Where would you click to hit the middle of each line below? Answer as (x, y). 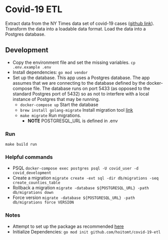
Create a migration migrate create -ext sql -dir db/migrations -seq (86, 178)
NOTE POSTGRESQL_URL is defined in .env (73, 121)
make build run (21, 145)
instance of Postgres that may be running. (56, 99)
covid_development (32, 173)
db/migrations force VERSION (43, 202)
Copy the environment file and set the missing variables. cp (74, 62)
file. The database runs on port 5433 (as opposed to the (92, 88)
